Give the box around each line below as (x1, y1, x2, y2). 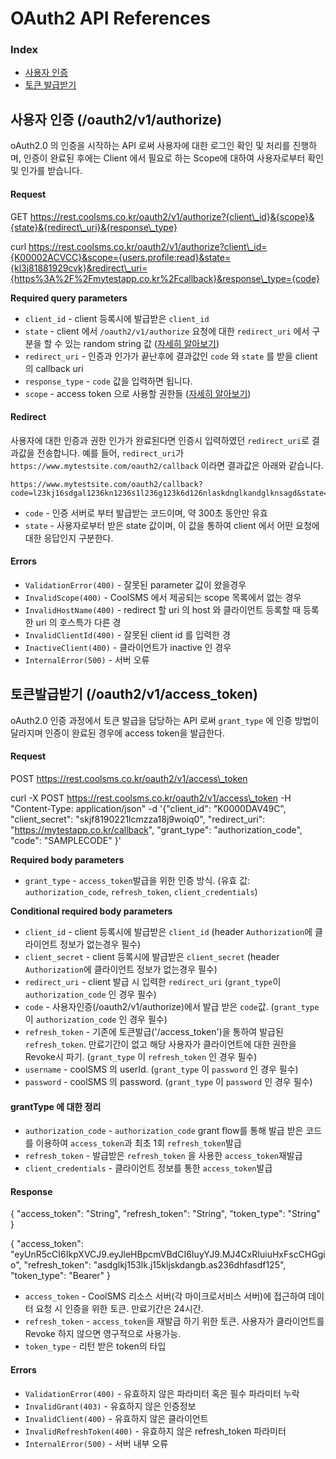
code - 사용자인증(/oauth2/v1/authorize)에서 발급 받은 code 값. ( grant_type (24, 1000, 320, 1012)
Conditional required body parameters (10, 905, 173, 917)
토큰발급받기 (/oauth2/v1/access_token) (10, 686, 258, 703)
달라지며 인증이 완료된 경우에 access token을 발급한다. (10, 727, 225, 739)
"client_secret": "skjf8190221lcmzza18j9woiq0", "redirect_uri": (10, 813, 266, 825)
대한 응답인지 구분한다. (24, 532, 114, 544)
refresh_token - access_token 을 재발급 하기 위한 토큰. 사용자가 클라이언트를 (24, 1315, 325, 1327)
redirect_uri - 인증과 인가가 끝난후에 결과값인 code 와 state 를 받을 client (24, 350, 318, 362)
